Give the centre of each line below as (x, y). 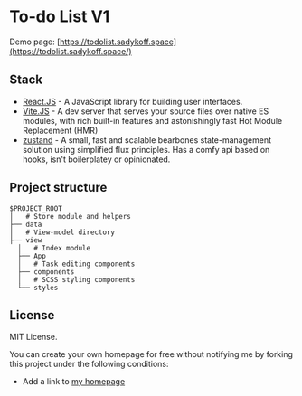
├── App (32, 256)
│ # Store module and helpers (70, 216)
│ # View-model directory (62, 232)
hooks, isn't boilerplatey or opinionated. (96, 159)
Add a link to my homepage (74, 382)
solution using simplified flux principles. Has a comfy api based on (146, 149)
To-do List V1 (60, 17)
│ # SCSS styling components (76, 279)
